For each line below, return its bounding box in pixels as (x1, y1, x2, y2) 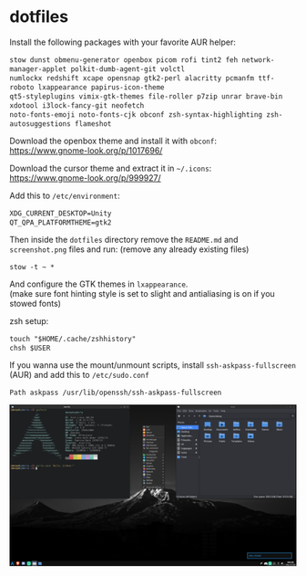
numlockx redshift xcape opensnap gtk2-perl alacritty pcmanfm (9, 73, 255, 83)
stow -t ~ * (9, 262, 55, 271)
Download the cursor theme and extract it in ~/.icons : (9, 162, 212, 173)
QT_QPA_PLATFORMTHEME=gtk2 (9, 217, 112, 227)
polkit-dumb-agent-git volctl (70, 64, 185, 74)
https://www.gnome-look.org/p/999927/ (9, 172, 161, 183)
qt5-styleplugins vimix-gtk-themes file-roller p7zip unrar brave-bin (9, 91, 283, 101)
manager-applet (9, 64, 67, 74)
